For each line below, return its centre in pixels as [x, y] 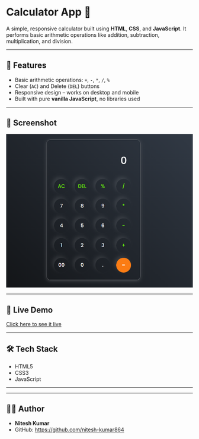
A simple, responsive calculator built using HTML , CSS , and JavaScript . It [96, 29]
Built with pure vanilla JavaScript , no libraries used [77, 99]
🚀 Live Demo [30, 310]
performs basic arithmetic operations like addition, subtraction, [83, 34]
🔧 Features [26, 66]
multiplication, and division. [39, 41]
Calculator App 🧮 [49, 12]
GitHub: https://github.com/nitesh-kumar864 [69, 429]
